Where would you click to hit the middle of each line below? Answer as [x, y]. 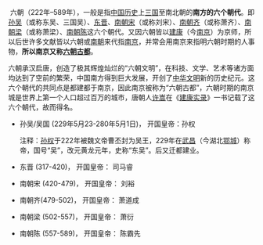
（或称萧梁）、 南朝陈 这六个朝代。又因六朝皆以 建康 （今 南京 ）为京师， [133, 32]
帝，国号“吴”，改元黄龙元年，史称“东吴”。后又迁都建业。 [111, 150]
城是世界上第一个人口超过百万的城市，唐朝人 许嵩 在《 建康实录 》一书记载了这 [131, 97]
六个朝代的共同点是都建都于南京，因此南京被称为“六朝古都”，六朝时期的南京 [131, 88]
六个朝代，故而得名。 [42, 107]
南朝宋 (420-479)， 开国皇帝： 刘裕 [77, 184]
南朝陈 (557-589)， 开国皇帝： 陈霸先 [80, 233]
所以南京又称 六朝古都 [56, 51]
